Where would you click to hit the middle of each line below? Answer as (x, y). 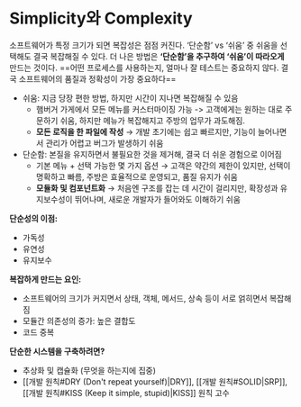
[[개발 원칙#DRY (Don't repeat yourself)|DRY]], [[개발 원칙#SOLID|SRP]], (155, 381)
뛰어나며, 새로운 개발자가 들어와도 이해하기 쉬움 (158, 199)
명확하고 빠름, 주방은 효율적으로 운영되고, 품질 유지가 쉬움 (137, 176)
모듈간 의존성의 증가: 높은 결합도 (79, 321)
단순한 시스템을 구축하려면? (57, 351)
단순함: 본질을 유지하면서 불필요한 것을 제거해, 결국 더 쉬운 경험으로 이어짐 (152, 154)
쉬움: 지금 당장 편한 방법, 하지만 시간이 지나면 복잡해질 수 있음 (130, 98)
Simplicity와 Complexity (101, 18)
